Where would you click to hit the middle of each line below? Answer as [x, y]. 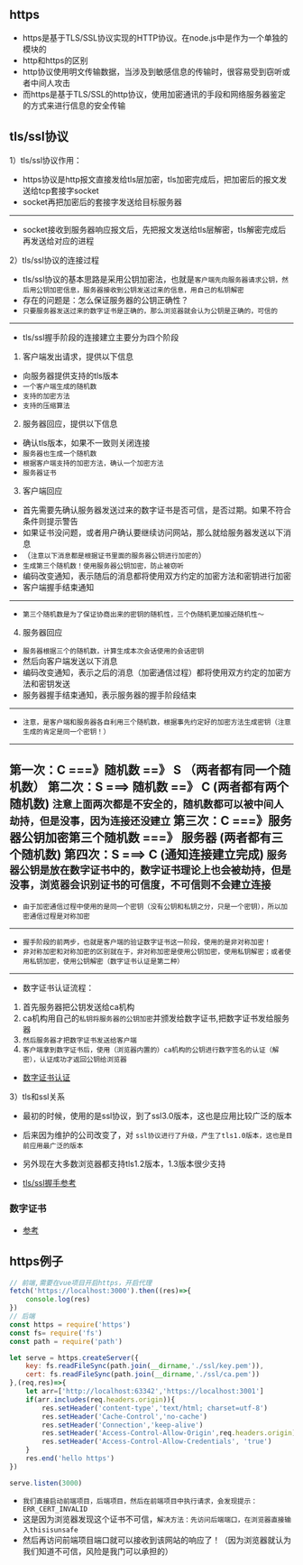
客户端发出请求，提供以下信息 [78, 357]
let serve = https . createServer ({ [74, 1357]
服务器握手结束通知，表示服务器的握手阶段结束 [109, 695]
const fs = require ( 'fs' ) [56, 1333]
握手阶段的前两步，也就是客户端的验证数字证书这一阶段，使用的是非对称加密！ [147, 942]
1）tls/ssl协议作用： [46, 160]
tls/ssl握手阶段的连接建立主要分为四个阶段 [101, 337]
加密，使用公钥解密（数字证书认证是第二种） [114, 962]
